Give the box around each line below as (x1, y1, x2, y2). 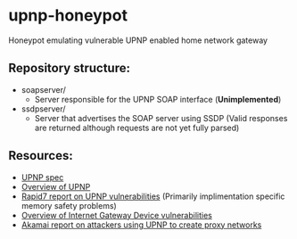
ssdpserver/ (21, 103, 66, 114)
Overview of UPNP (21, 181, 91, 192)
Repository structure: (8, 61, 131, 76)
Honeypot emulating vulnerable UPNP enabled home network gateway (8, 35, 268, 45)
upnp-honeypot (8, 5, 128, 26)
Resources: (8, 148, 73, 163)
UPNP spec (21, 171, 64, 183)
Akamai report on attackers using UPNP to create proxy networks (21, 219, 262, 230)
